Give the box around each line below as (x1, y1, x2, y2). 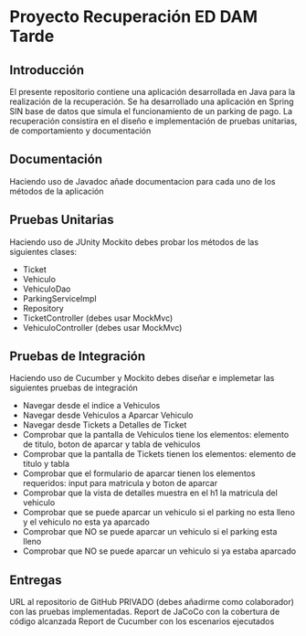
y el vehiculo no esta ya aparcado (22, 516, 151, 527)
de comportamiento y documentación (9, 125, 152, 136)
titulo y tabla (22, 459, 70, 470)
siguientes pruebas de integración (9, 382, 139, 394)
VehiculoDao (22, 283, 71, 294)
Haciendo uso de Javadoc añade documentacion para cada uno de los (9, 175, 276, 186)
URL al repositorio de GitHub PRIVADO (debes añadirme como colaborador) (9, 597, 295, 608)
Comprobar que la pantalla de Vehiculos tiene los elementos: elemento (22, 429, 290, 440)
